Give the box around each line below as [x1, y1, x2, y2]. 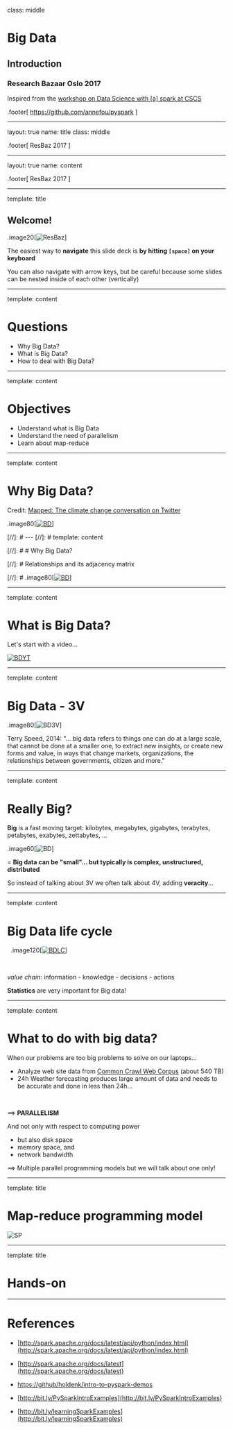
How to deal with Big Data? [17, 357, 95, 365]
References [7, 1315, 75, 1331]
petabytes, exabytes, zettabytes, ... [7, 831, 107, 839]
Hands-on [7, 1275, 67, 1291]
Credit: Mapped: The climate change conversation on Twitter [7, 506, 181, 514]
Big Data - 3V [7, 698, 85, 714]
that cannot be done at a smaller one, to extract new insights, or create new [7, 742, 223, 750]
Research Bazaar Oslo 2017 [7, 78, 102, 88]
